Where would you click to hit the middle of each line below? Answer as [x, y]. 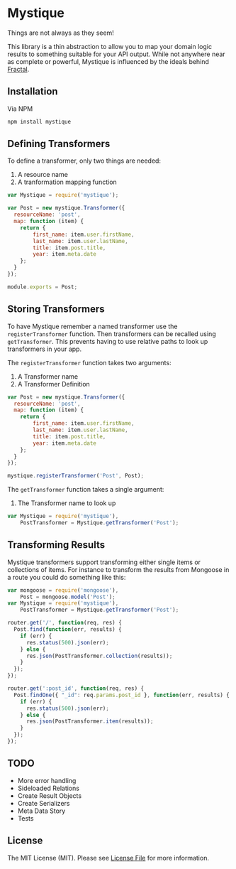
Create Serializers [44, 803]
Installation [33, 91]
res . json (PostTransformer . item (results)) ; [90, 722]
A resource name [43, 175]
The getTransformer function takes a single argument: [86, 490]
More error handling [47, 780]
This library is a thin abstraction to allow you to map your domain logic [110, 46]
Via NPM [20, 109]
